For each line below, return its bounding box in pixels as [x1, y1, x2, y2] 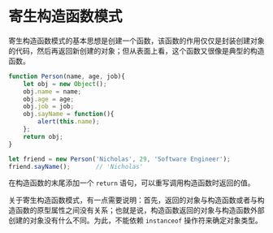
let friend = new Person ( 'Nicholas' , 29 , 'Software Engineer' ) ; [8, 155, 231, 163]
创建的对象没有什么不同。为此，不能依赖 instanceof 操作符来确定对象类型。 [8, 216, 262, 226]
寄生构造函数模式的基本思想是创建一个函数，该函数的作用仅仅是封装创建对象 [8, 36, 265, 45]
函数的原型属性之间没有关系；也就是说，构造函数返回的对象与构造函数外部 [15, 205, 265, 215]
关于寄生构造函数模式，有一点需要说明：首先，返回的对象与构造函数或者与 [8, 196, 258, 205]
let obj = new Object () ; [23, 80, 107, 88]
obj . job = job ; [23, 102, 75, 110]
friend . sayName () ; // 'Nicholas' [8, 162, 144, 170]
